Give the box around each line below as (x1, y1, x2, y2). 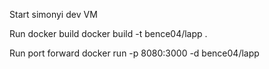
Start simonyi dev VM (9, 9, 98, 20)
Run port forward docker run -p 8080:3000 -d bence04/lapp (9, 47, 260, 59)
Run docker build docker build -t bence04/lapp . (9, 28, 208, 39)
